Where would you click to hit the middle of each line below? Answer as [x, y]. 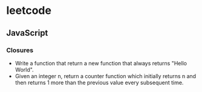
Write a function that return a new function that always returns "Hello [101, 63]
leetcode [29, 11]
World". [24, 70]
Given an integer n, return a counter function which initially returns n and [106, 76]
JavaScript [27, 33]
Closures [20, 50]
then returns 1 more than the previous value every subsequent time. [99, 82]
